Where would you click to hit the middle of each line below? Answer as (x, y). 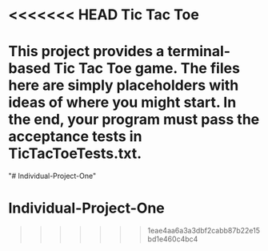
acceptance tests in (75, 137)
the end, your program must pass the (134, 120)
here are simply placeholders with (124, 85)
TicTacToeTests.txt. (75, 154)
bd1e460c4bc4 (173, 239)
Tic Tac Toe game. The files (146, 69)
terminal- (199, 52)
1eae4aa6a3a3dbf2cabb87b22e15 (204, 231)
